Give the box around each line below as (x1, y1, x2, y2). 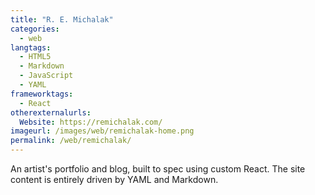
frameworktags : (10, 89, 74, 99)
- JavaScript (19, 71, 74, 81)
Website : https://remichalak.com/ (19, 117, 163, 127)
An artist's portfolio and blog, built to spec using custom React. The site (10, 163, 306, 175)
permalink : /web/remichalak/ (10, 136, 132, 146)
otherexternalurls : (10, 107, 92, 118)
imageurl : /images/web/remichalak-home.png (10, 126, 195, 136)
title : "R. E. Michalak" (10, 14, 114, 25)
